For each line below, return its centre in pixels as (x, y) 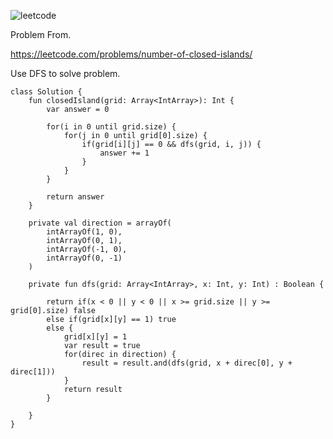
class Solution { (46, 92)
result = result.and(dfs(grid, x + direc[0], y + (187, 363)
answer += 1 (124, 153)
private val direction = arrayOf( (100, 223)
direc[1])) (33, 372)
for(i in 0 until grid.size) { (111, 127)
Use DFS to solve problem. (65, 73)
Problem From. (41, 34)
